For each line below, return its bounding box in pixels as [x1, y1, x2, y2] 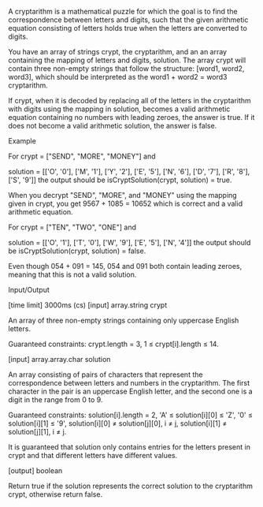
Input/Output [8, 285, 50, 294]
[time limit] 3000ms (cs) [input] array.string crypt [8, 300, 168, 310]
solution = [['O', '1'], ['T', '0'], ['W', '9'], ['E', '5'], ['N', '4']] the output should [8, 238, 251, 247]
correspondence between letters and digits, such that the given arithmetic [8, 15, 249, 24]
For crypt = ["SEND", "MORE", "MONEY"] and [8, 151, 156, 161]
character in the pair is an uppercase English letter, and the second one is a [8, 386, 254, 396]
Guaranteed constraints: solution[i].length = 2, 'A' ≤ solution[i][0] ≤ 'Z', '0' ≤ [8, 410, 254, 419]
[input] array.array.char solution [8, 355, 111, 363]
